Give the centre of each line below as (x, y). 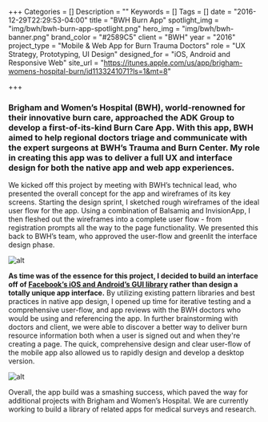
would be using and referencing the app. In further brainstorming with (123, 319)
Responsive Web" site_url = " (56, 63)
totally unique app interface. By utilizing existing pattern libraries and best (132, 293)
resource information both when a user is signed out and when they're (124, 335)
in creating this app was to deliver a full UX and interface (120, 157)
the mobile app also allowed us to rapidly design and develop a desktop (126, 353)
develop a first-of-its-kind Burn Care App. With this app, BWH (131, 128)
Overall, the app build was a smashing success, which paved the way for (128, 392)
